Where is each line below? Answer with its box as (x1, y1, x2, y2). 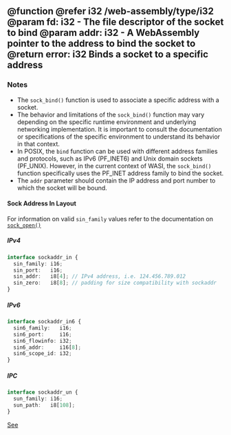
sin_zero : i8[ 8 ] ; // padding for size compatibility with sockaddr (13, 279, 217, 287)
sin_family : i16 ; (13, 260, 63, 267)
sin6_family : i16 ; (13, 324, 72, 332)
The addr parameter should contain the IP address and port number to (16, 176, 216, 185)
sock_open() (7, 222, 41, 229)
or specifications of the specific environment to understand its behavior (16, 132, 221, 141)
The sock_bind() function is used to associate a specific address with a (16, 96, 220, 104)
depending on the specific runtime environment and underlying (16, 117, 197, 126)
